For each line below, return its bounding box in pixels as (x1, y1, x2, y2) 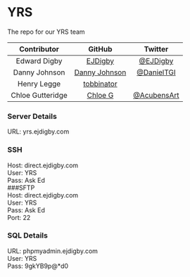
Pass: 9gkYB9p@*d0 (7, 262, 69, 270)
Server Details (7, 111, 58, 121)
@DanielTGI (136, 67, 176, 77)
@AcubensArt (132, 90, 179, 100)
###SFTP (7, 183, 35, 192)
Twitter (144, 44, 169, 53)
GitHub (87, 44, 113, 53)
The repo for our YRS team (7, 27, 86, 36)
